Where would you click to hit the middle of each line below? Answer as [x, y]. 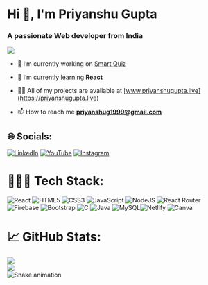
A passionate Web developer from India [75, 36]
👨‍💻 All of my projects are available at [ [71, 91]
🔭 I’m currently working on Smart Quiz [72, 64]
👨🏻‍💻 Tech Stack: [55, 181]
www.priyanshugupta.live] [163, 91]
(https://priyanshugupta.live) [58, 98]
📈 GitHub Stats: [54, 237]
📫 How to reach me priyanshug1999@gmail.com [89, 112]
